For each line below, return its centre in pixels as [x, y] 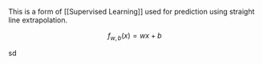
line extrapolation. [38, 20]
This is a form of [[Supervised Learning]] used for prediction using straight [131, 12]
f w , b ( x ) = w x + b [135, 37]
